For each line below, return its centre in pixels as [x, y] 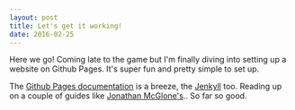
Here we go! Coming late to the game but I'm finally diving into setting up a [148, 60]
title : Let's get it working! [66, 26]
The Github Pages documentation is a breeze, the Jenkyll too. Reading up [146, 87]
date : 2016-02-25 [42, 34]
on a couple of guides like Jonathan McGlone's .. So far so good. [128, 96]
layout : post [34, 17]
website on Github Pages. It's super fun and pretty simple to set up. [134, 69]
